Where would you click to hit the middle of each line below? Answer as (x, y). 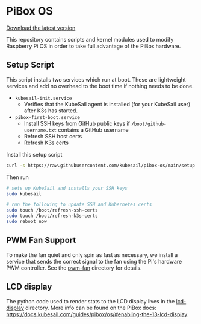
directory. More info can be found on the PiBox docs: (91, 308)
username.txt (40, 130)
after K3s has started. (51, 111)
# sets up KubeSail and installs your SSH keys (67, 188)
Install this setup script (34, 154)
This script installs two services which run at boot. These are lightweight (96, 79)
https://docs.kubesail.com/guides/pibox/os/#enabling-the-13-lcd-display (97, 314)
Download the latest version (41, 28)
